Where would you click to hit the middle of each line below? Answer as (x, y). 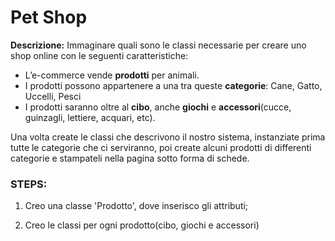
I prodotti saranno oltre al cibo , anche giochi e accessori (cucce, (158, 107)
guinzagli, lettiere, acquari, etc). (90, 117)
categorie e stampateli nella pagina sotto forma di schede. (130, 158)
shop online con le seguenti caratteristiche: (99, 55)
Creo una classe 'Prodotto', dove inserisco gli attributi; (136, 206)
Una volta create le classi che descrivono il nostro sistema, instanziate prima (168, 137)
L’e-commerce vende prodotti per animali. (112, 75)
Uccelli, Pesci (53, 96)
